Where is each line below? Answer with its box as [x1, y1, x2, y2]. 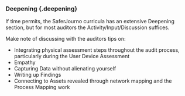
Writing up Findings [13, 72, 61, 79]
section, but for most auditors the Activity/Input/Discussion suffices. [5, 24, 170, 31]
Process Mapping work [13, 84, 70, 91]
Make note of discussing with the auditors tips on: [5, 35, 126, 42]
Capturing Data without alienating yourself [13, 65, 117, 72]
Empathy [13, 59, 36, 66]
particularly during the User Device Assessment [13, 53, 130, 60]
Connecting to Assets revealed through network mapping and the [13, 77, 172, 84]
